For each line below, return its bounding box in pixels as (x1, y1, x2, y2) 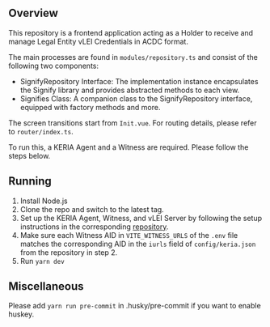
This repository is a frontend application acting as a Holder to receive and (8, 28, 253, 37)
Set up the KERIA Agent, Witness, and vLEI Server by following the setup (19, 213, 263, 223)
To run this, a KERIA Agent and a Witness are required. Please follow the (8, 142, 249, 152)
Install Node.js (19, 196, 68, 206)
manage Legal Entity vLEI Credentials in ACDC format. (8, 36, 188, 46)
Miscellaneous (8, 279, 84, 294)
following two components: (8, 61, 99, 70)
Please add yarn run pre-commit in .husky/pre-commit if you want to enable (8, 301, 261, 311)
